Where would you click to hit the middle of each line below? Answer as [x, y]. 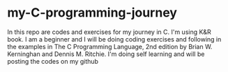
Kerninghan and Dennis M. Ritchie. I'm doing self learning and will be [106, 54]
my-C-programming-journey [92, 13]
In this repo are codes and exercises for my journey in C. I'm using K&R [109, 32]
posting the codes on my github [53, 61]
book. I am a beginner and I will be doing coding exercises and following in [114, 39]
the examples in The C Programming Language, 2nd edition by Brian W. [110, 46]
